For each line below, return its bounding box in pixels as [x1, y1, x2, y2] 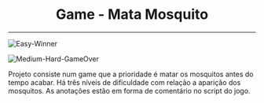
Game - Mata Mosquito [55, 6, 209, 24]
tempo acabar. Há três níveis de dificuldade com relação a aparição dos [8, 77, 241, 87]
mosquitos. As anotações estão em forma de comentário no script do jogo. [8, 86, 251, 95]
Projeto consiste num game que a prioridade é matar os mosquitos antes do [8, 69, 254, 79]
